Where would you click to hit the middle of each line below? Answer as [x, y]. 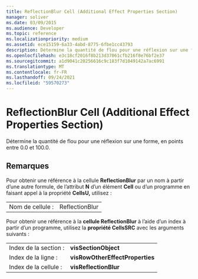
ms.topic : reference [32, 34]
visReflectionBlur [95, 267]
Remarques [28, 166]
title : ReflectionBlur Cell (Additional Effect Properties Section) [92, 12]
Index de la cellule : [36, 267]
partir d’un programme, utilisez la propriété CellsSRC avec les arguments [95, 228]
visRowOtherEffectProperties [112, 257]
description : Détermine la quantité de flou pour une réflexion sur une [97, 50]
